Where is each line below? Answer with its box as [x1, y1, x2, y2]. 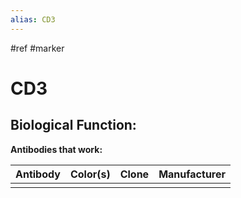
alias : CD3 [10, 14, 56, 25]
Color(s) [69, 167, 111, 181]
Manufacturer [158, 167, 227, 181]
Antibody [15, 167, 61, 181]
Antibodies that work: [10, 143, 103, 155]
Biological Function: [10, 117, 137, 134]
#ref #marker [10, 42, 65, 54]
